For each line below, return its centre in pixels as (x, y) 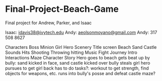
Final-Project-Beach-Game (62, 9)
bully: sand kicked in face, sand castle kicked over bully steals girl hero (78, 63)
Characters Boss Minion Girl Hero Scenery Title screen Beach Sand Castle (81, 47)
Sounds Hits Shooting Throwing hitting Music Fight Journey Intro (71, 52)
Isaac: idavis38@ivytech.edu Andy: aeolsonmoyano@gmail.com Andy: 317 (81, 32)
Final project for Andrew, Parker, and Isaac (49, 23)
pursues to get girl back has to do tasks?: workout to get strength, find (77, 68)
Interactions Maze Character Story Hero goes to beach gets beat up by (78, 57)
